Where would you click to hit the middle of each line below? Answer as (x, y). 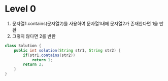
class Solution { (23, 46)
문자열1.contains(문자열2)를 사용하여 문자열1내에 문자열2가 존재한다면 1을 (85, 23)
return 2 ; (33, 65)
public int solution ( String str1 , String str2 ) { (68, 50)
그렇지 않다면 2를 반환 (34, 36)
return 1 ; (42, 60)
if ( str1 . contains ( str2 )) (49, 55)
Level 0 (21, 9)
